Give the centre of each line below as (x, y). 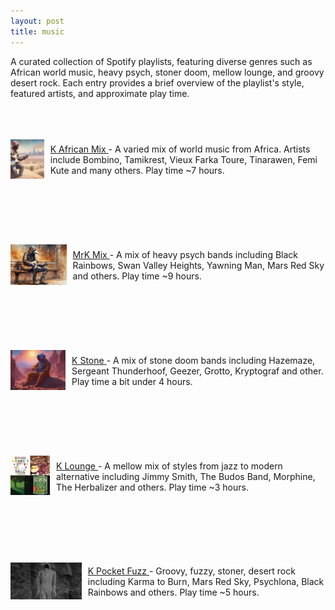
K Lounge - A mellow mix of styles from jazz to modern (169, 466)
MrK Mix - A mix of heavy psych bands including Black (185, 255)
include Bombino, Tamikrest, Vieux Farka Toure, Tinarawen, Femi (183, 160)
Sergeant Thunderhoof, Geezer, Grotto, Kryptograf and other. (197, 371)
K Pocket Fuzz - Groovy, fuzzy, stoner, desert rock (191, 571)
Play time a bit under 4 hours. (132, 381)
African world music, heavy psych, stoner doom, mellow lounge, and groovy (167, 72)
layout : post (37, 21)
